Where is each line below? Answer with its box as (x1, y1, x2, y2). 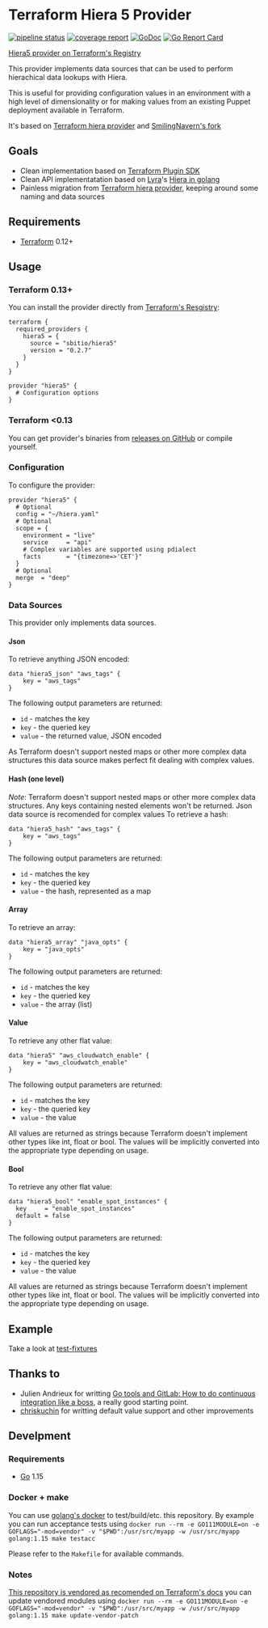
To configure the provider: (8, 480, 95, 490)
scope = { (15, 524, 48, 532)
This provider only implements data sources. (8, 618, 157, 628)
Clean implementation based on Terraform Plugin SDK (19, 166, 200, 175)
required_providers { (15, 325, 89, 333)
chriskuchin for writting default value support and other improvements (19, 1406, 254, 1415)
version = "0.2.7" (29, 346, 92, 355)
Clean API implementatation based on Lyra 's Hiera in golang (19, 174, 220, 184)
